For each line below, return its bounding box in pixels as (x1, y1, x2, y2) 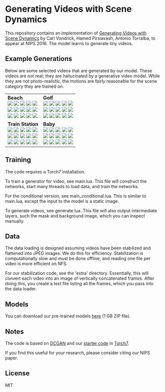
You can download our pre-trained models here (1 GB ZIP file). (5, 313, 131, 319)
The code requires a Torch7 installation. (5, 169, 85, 174)
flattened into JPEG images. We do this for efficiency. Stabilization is (5, 250, 143, 256)
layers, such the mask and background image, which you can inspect (5, 213, 145, 219)
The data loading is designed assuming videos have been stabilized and (5, 245, 151, 251)
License (5, 369, 30, 378)
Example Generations (5, 55, 73, 63)
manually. (5, 218, 25, 224)
